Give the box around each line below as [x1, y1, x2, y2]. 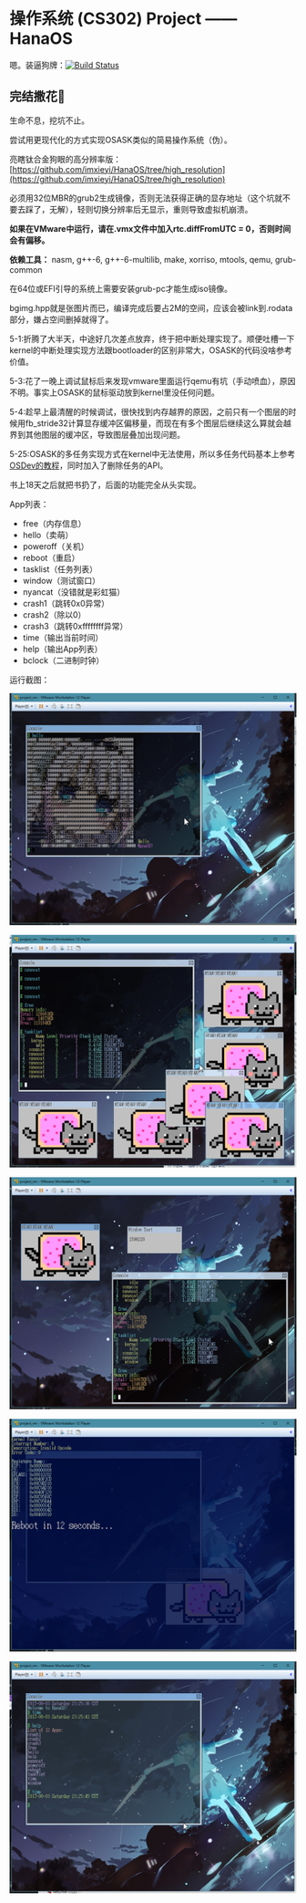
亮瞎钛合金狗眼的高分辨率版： [9, 153, 121, 164]
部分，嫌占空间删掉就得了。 [9, 314, 114, 325]
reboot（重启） [22, 552, 80, 563]
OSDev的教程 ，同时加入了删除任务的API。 [9, 460, 168, 471]
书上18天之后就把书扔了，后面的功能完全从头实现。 [9, 479, 202, 490]
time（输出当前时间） [22, 631, 104, 643]
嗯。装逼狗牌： [9, 59, 66, 70]
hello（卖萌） [22, 529, 74, 540]
